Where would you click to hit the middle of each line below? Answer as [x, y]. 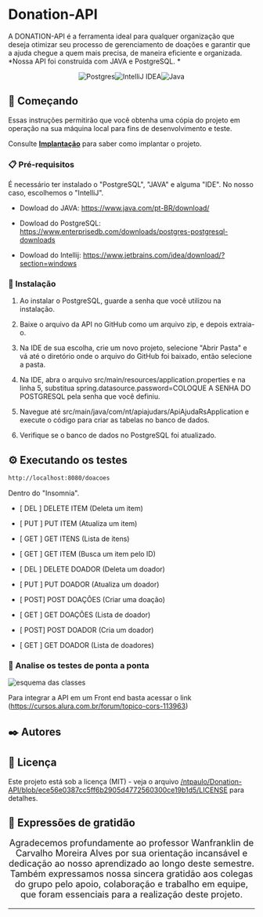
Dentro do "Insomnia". [44, 493]
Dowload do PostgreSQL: [60, 223]
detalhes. [23, 798]
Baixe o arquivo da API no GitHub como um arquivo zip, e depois [124, 324]
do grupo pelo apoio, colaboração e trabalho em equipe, [131, 884]
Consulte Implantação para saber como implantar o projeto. [105, 144]
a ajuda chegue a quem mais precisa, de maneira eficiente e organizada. [125, 53]
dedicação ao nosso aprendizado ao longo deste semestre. [131, 863]
